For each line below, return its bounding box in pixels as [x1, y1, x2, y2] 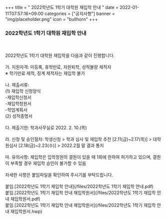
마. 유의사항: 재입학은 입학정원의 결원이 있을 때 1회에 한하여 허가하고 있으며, [5, 154, 152, 160]
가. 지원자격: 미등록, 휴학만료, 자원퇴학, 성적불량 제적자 [5, 64, 112, 70]
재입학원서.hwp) [10, 208, 42, 214]
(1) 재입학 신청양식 [5, 88, 41, 94]
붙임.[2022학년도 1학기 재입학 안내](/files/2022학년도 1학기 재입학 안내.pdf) [5, 183, 154, 189]
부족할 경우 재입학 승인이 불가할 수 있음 [10, 160, 86, 166]
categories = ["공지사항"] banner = [44, 10, 116, 16]
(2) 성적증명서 [5, 113, 33, 119]
